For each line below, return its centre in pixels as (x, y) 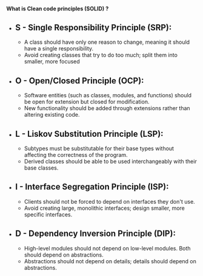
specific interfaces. (48, 214)
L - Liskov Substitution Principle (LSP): (89, 134)
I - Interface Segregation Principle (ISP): (92, 187)
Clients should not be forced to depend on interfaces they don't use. (109, 201)
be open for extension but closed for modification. (87, 102)
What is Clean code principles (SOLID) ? (58, 9)
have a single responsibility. (59, 49)
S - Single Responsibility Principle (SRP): (93, 27)
